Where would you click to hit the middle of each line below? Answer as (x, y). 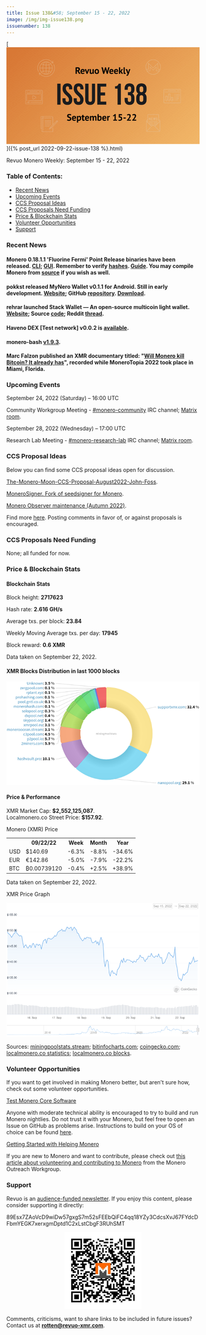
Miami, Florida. (26, 369)
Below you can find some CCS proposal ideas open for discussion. (90, 469)
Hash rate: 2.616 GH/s (35, 609)
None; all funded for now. (38, 554)
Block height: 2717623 (35, 597)
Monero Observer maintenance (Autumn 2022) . (67, 505)
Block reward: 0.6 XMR (36, 645)
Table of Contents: (35, 176)
